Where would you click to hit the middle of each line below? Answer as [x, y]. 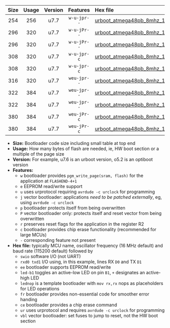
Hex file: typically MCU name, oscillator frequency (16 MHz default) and [88, 246]
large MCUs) [33, 235]
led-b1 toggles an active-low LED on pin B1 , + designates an [82, 272]
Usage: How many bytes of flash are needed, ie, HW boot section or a [86, 149]
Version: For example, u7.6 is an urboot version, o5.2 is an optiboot [83, 159]
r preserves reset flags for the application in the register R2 [82, 224]
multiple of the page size [38, 154]
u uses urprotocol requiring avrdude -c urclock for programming [88, 192]
